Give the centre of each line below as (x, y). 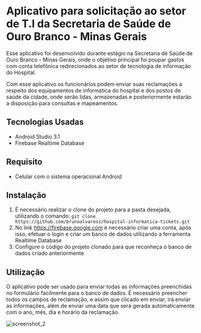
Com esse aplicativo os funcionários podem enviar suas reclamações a (94, 84)
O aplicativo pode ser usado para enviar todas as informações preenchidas (99, 287)
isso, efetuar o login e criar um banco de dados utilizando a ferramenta (103, 234)
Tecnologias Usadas (45, 122)
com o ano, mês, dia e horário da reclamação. (63, 312)
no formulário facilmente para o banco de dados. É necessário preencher (97, 293)
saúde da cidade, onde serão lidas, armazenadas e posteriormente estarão (99, 97)
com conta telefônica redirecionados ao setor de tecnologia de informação (98, 66)
